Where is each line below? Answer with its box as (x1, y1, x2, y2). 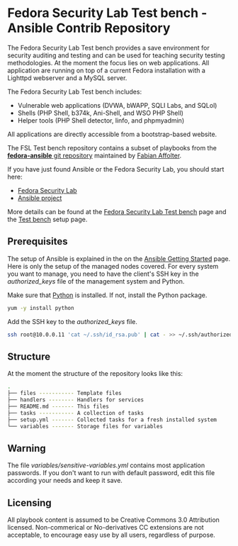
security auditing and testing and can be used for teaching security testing (7, 51, 225, 60)
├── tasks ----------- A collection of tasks (7, 409, 144, 416)
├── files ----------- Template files (7, 390, 122, 397)
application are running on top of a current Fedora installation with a (7, 66, 205, 74)
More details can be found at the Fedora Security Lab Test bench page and (7, 207, 227, 216)
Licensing (7, 496, 52, 508)
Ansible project (17, 194, 62, 202)
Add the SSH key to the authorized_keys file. (7, 317, 138, 325)
